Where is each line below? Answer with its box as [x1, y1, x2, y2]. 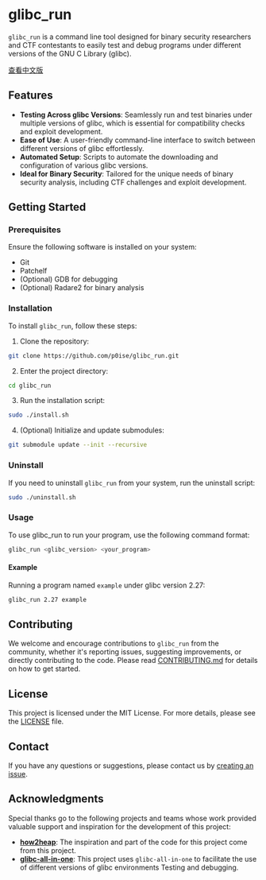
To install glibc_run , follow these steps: [8, 320, 137, 331]
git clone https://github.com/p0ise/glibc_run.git [8, 351, 179, 359]
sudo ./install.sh [8, 411, 69, 419]
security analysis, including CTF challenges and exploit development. [19, 177, 247, 187]
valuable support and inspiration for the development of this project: [8, 821, 232, 832]
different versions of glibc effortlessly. [19, 143, 145, 153]
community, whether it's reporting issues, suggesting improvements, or [8, 647, 242, 657]
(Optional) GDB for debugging [19, 274, 118, 284]
